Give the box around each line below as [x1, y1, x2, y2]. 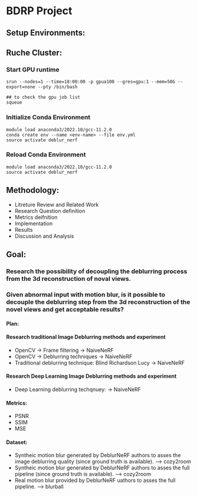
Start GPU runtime [6, 65, 60, 73]
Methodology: [6, 185, 60, 196]
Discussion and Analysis [14, 232, 74, 239]
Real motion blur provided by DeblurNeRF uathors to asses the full [14, 477, 176, 484]
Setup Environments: [6, 28, 86, 38]
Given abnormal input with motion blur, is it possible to [6, 290, 165, 299]
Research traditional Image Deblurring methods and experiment [6, 333, 166, 341]
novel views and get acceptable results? [6, 305, 124, 313]
